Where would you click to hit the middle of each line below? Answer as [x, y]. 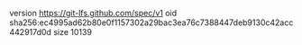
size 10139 [73, 32]
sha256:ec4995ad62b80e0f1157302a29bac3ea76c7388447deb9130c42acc [151, 22]
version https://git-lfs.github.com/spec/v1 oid [93, 13]
